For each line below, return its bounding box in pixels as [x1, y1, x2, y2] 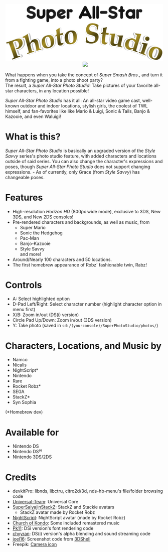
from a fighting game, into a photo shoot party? [5, 77, 103, 83]
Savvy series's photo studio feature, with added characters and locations [5, 153, 157, 159]
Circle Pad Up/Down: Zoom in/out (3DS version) [12, 317, 112, 323]
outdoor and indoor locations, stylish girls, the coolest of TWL [20, 102, 148, 109]
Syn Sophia [12, 399, 37, 405]
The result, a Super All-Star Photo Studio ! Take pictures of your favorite [5, 82, 153, 88]
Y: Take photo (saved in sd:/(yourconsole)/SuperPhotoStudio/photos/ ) [12, 323, 158, 329]
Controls [5, 279, 42, 291]
